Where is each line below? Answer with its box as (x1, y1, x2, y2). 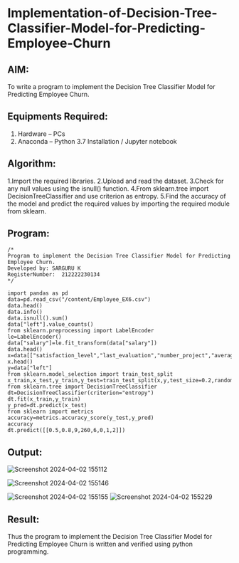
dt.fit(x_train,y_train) (7, 396, 81, 403)
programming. (7, 547, 49, 556)
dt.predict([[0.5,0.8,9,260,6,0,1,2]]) (7, 427, 126, 434)
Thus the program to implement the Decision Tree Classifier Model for (7, 532, 213, 541)
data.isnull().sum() (7, 315, 69, 322)
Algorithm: (7, 158, 56, 170)
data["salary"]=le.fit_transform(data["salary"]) (7, 340, 158, 347)
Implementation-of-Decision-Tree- (7, 5, 218, 21)
